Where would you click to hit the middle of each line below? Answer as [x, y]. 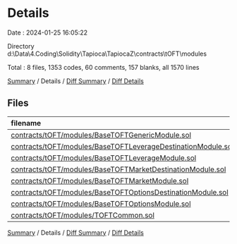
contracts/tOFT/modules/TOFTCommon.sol [83, 215]
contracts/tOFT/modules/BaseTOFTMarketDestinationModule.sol [119, 169]
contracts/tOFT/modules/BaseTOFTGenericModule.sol [101, 135]
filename [26, 123]
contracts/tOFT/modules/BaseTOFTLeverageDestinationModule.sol [122, 146]
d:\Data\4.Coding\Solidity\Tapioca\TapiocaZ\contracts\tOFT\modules [107, 54]
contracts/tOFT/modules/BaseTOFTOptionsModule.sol [101, 204]
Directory [21, 46]
